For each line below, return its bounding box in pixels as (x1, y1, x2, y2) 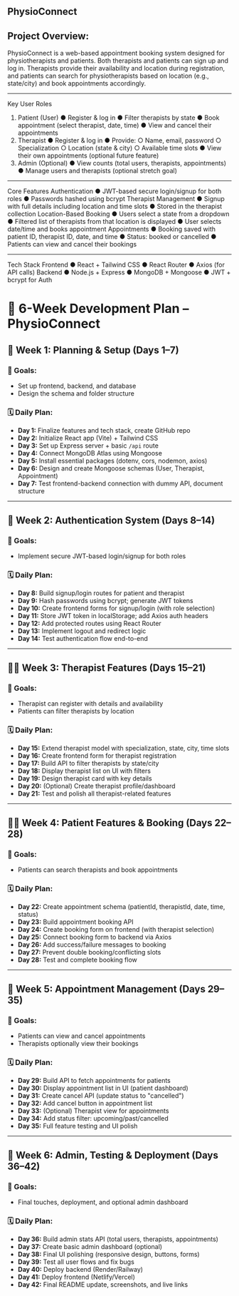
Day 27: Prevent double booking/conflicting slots (17, 948, 161, 957)
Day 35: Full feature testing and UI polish (17, 1122, 138, 1131)
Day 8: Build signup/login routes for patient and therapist (17, 589, 185, 597)
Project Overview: (7, 30, 89, 42)
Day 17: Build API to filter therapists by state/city (17, 759, 159, 768)
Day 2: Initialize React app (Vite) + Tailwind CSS (17, 434, 159, 443)
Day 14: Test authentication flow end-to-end (17, 634, 148, 643)
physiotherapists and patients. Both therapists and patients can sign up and (7, 56, 229, 65)
